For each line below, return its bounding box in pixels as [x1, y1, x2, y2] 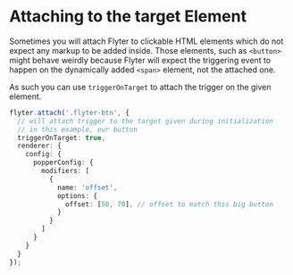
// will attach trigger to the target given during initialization [17, 116, 274, 126]
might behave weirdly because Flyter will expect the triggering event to [9, 54, 271, 65]
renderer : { [17, 141, 63, 151]
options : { [56, 191, 98, 200]
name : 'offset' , [56, 183, 118, 192]
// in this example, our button [17, 125, 138, 134]
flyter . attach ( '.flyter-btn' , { [9, 108, 130, 117]
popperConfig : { [32, 158, 94, 167]
